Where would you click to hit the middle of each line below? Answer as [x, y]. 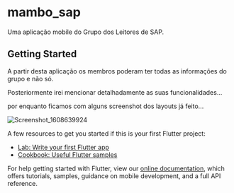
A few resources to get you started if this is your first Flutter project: [106, 133]
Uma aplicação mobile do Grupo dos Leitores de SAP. [86, 32]
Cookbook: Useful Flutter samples [67, 154]
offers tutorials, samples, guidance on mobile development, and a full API [114, 176]
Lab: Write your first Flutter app [63, 147]
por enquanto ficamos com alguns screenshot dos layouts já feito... [106, 106]
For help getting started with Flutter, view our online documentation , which [116, 168]
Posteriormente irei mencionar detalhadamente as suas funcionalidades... [115, 92]
